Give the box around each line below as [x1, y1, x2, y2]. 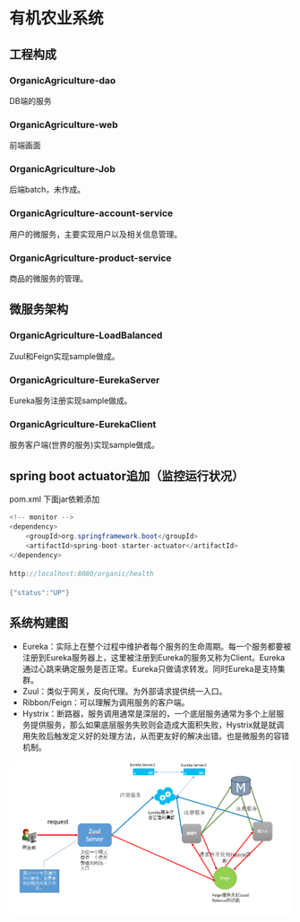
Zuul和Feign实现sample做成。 [9, 350, 120, 361]
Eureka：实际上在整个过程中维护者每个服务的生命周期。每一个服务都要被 [21, 641, 292, 651]
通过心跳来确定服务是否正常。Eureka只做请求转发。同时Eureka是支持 [21, 663, 278, 674]
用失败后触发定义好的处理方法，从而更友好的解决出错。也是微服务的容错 [21, 730, 289, 741]
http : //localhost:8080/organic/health [9, 570, 154, 579]
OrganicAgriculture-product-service [9, 252, 172, 264]
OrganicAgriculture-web [9, 118, 118, 131]
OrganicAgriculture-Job [9, 163, 116, 176]
